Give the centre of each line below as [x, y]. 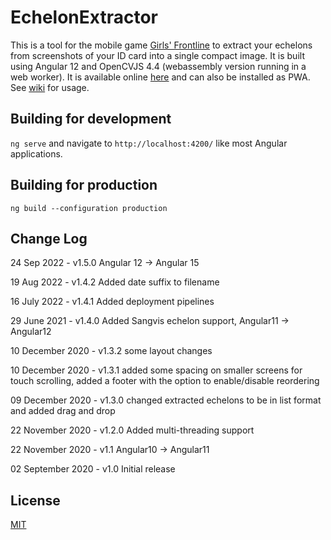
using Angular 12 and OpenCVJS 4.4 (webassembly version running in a [158, 66]
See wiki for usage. [50, 87]
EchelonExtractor [84, 17]
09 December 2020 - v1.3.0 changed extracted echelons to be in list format [166, 400]
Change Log [49, 238]
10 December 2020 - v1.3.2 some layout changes [111, 351]
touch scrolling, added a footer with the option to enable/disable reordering [165, 381]
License [35, 500]
